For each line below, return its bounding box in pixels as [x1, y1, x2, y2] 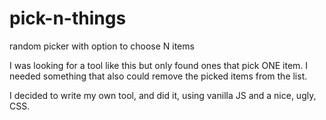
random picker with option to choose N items [9, 40, 195, 52]
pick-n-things [9, 7, 127, 30]
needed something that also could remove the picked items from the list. [9, 70, 308, 82]
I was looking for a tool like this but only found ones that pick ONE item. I [9, 59, 309, 71]
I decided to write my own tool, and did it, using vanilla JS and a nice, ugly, [9, 89, 317, 101]
